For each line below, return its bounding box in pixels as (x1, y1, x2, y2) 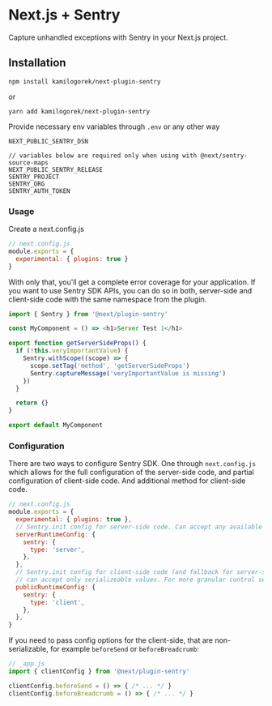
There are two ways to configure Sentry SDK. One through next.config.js (8, 459, 257, 469)
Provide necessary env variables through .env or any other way (8, 122, 220, 131)
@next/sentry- (200, 152, 249, 160)
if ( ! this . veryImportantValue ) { (15, 347, 129, 355)
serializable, (8, 644, 49, 654)
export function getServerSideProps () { (8, 339, 147, 348)
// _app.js (8, 660, 45, 668)
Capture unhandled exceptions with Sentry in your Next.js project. (8, 32, 228, 42)
